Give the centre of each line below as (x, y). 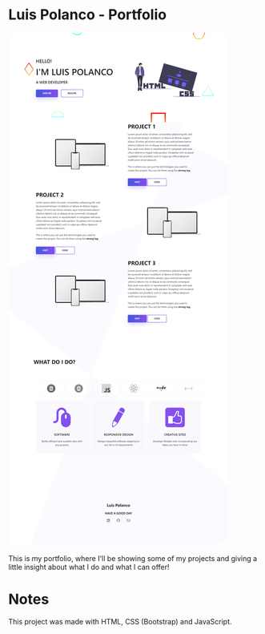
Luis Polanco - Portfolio (87, 15)
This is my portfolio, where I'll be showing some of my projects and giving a (133, 558)
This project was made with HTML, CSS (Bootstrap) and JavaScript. (120, 621)
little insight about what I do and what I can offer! (89, 567)
